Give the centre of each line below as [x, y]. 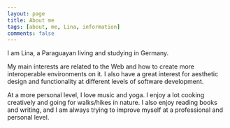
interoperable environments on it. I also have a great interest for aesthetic [113, 74]
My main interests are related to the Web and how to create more [101, 66]
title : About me [31, 20]
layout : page [26, 14]
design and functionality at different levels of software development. [106, 82]
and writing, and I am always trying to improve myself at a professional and [115, 110]
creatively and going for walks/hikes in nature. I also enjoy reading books [113, 103]
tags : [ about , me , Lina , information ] [64, 27]
